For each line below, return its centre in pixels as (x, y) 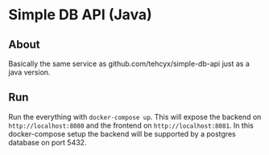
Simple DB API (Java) (80, 15)
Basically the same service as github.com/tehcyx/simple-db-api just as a (129, 63)
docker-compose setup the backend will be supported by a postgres (122, 133)
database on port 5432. (48, 142)
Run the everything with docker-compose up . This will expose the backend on (135, 116)
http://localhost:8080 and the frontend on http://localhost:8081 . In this (131, 125)
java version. (29, 72)
